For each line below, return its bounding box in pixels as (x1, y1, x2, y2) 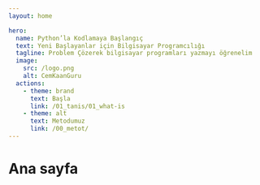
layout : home (8, 11, 53, 20)
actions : (15, 79, 45, 88)
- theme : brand (23, 87, 75, 95)
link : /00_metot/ (29, 125, 89, 133)
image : (15, 57, 38, 65)
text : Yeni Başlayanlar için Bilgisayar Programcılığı (15, 41, 206, 49)
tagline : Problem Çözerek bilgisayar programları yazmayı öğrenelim (15, 49, 253, 58)
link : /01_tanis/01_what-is (29, 102, 126, 110)
